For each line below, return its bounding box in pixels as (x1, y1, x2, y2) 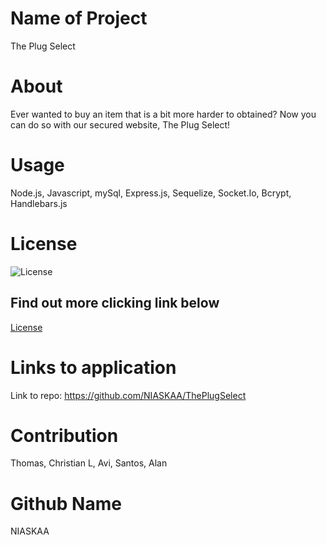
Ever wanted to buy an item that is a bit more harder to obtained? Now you (10, 108, 317, 120)
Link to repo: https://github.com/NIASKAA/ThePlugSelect (10, 389, 247, 401)
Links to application (10, 356, 177, 379)
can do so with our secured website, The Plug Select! (10, 118, 231, 131)
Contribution (10, 424, 119, 447)
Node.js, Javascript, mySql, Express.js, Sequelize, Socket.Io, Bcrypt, (10, 187, 292, 199)
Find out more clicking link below (10, 295, 220, 312)
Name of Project (10, 7, 148, 30)
